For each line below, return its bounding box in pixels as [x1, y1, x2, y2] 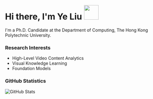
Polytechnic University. [5, 32, 51, 38]
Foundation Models [12, 66, 51, 71]
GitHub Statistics [5, 78, 46, 85]
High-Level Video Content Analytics [12, 56, 84, 61]
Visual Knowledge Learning [12, 60, 67, 66]
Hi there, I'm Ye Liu [5, 11, 83, 22]
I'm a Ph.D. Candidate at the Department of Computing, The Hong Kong [5, 27, 148, 33]
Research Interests [5, 44, 51, 51]
